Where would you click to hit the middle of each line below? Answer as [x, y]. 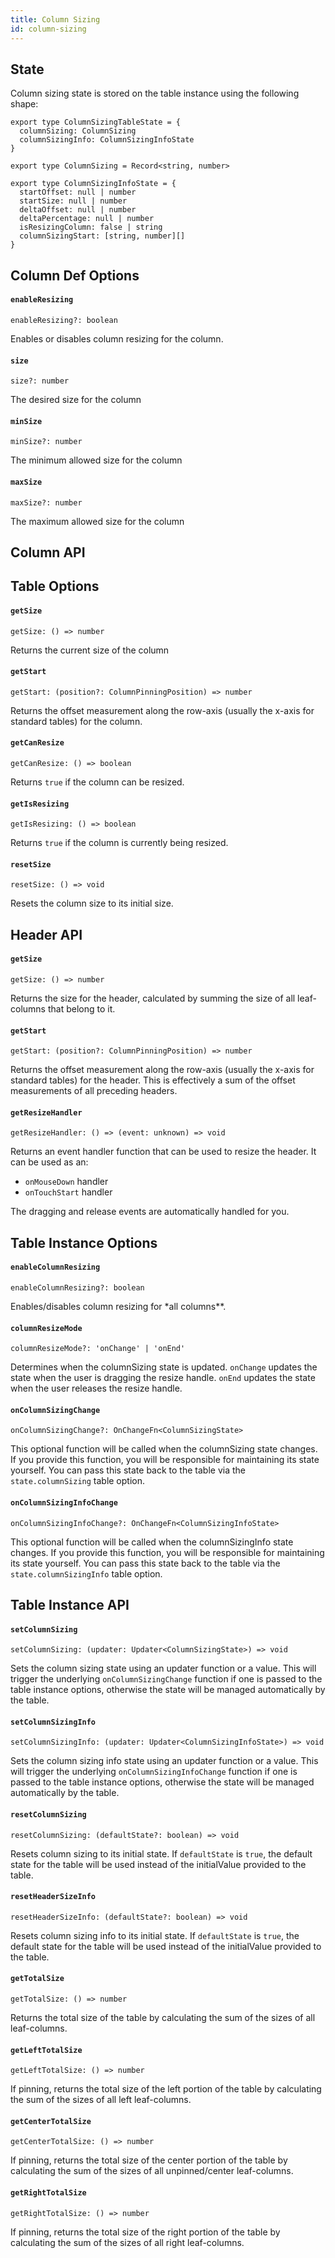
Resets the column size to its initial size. [92, 903]
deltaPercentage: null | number [87, 219]
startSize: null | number [73, 201]
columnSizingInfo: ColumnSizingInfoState [107, 140]
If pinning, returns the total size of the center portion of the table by [149, 2160]
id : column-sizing [48, 29]
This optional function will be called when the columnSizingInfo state [152, 1542]
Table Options [55, 586]
